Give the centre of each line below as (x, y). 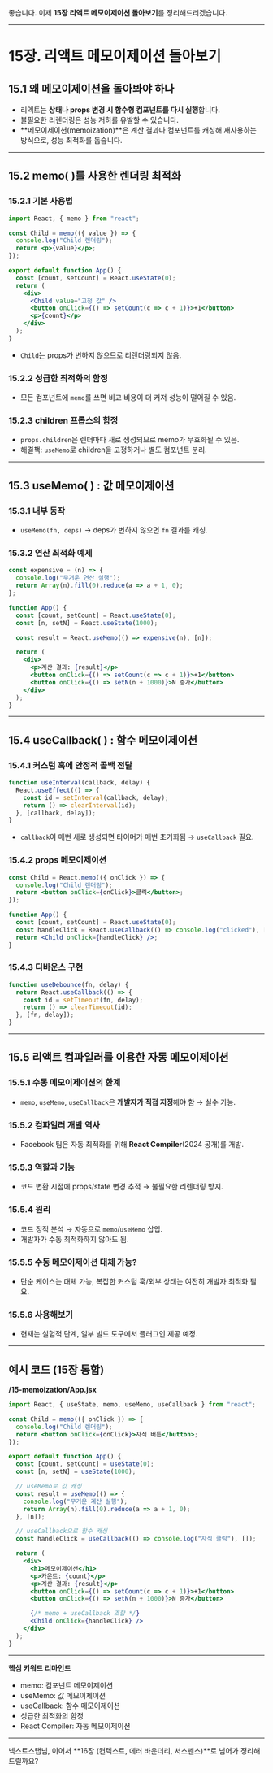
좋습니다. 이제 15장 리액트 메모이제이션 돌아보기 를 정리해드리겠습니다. (118, 13)
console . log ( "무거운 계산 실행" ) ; (76, 1501)
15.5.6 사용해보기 (41, 1315)
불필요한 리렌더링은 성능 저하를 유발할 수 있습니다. (99, 120)
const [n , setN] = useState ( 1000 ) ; (76, 1472)
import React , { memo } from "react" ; (74, 219)
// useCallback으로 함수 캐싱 (62, 1532)
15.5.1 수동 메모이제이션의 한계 (65, 1083)
